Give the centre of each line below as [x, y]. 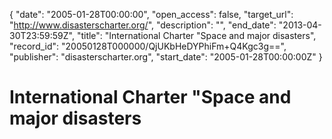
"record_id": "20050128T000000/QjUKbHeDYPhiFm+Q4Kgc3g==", [148, 46]
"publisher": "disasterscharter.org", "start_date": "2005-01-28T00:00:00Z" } [166, 57]
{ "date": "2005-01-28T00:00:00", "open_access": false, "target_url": [151, 14]
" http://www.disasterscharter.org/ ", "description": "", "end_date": [143, 25]
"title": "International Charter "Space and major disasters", [196, 35]
